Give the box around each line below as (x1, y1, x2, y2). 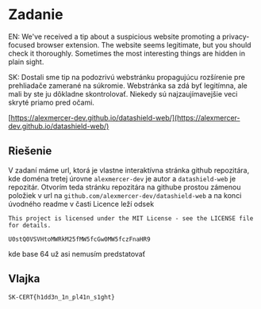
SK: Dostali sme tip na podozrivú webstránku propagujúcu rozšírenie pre (8, 72, 246, 82)
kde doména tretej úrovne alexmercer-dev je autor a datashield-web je (8, 174, 236, 183)
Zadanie (8, 6, 63, 24)
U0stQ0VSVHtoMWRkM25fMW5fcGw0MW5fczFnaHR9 (8, 235, 151, 243)
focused (8, 40, 36, 49)
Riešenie (8, 144, 52, 158)
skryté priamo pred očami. (8, 97, 95, 107)
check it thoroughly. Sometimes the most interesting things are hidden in (8, 48, 246, 58)
